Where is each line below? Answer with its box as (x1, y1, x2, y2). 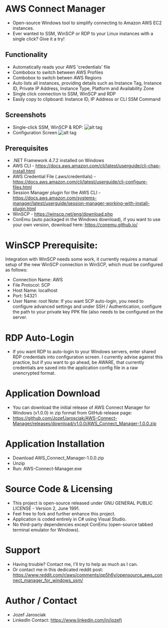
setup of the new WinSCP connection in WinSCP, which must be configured (5, 261, 163, 268)
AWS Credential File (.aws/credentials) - (12, 174, 96, 180)
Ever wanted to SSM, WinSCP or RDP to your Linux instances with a (12, 30, 153, 36)
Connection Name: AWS (12, 277, 63, 283)
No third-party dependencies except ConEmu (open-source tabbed (12, 521, 153, 528)
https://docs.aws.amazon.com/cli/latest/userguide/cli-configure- (12, 179, 148, 185)
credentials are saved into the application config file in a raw (12, 364, 138, 371)
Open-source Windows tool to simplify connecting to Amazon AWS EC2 (12, 20, 162, 26)
